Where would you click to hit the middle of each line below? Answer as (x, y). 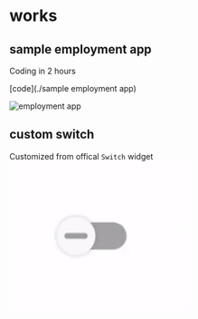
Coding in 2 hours (43, 71)
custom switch (52, 135)
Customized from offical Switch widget (81, 156)
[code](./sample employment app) (73, 88)
